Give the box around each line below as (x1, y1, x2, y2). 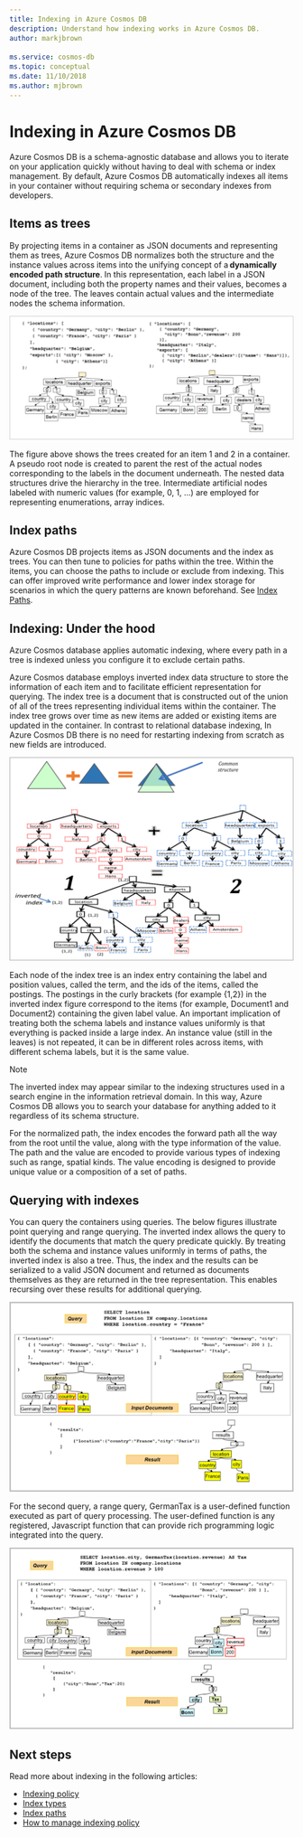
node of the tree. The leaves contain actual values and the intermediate (9, 287, 275, 298)
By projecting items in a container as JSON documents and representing (9, 240, 278, 250)
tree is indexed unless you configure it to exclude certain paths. (9, 655, 245, 665)
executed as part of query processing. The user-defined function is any (9, 1510, 275, 1521)
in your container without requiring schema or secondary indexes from (9, 180, 272, 191)
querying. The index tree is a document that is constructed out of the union (9, 692, 289, 702)
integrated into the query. (9, 1529, 104, 1540)
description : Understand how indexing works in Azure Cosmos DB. (9, 24, 260, 33)
